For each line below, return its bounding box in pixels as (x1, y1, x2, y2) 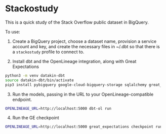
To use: (5, 29, 21, 34)
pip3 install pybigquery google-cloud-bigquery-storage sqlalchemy (5, 82, 147, 87)
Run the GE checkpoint (12, 115, 59, 121)
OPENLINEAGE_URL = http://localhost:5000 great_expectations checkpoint (5, 124, 154, 130)
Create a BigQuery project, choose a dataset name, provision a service (12, 38, 157, 44)
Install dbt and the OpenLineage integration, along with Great (12, 58, 137, 64)
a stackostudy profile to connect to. (12, 49, 84, 55)
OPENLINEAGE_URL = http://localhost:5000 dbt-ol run (5, 106, 112, 111)
